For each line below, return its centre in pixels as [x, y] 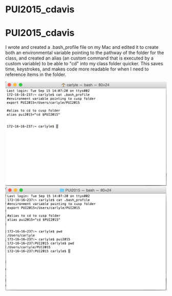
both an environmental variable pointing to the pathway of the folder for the [85, 53]
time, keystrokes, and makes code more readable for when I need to [77, 69]
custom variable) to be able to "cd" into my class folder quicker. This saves [84, 64]
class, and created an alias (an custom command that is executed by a [79, 58]
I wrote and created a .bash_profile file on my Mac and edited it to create [82, 47]
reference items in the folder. [36, 75]
